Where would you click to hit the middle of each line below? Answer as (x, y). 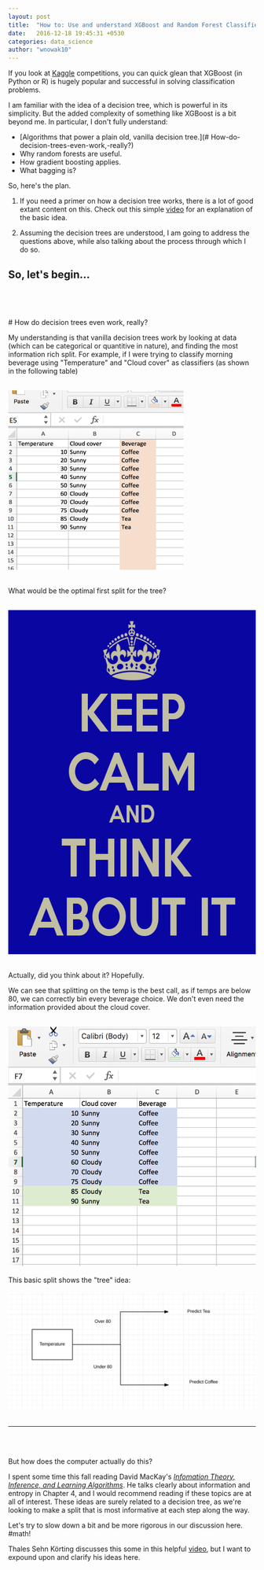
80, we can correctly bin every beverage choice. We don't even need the (126, 998)
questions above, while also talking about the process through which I (132, 241)
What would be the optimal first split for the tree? (87, 591)
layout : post (29, 17)
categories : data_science (50, 42)
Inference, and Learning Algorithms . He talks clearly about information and (129, 1485)
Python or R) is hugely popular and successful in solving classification (122, 82)
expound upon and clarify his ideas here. (74, 1557)
